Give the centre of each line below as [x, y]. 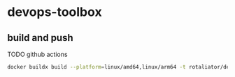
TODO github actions [37, 54]
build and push [40, 38]
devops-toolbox [55, 12]
